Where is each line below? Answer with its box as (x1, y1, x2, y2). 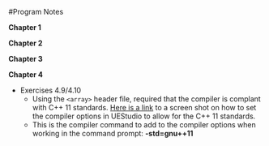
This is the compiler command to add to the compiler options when (32, 120, 257, 129)
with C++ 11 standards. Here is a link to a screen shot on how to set (32, 103, 257, 112)
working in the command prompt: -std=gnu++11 (32, 129, 194, 138)
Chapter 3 (8, 54, 43, 63)
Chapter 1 (8, 23, 42, 32)
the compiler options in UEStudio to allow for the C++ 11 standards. (32, 111, 256, 121)
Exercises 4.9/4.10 (19, 85, 82, 95)
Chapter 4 (8, 70, 43, 79)
